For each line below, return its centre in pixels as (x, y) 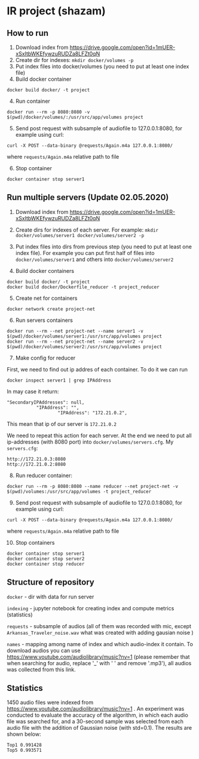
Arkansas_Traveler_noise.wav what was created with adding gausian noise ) (100, 632)
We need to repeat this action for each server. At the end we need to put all (99, 435)
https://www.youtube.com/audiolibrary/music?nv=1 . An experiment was (96, 709)
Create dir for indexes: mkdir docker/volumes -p (74, 60)
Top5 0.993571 (25, 751)
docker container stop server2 (46, 559)
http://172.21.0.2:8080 (36, 464)
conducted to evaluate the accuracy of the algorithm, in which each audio (98, 715)
